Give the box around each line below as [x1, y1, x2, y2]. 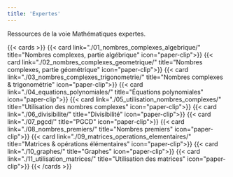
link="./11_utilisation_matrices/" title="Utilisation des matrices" [7, 155, 186, 163]
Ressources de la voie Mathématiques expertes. [7, 29, 146, 38]
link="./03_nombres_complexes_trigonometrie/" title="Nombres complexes [7, 73, 224, 81]
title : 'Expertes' [7, 10, 61, 17]
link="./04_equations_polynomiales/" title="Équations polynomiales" [7, 87, 204, 96]
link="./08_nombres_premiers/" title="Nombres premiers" [7, 125, 174, 133]
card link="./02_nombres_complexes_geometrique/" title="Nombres [7, 57, 203, 66]
